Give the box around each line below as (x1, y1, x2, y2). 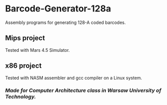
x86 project (5, 62, 42, 70)
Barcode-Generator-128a (5, 3, 111, 14)
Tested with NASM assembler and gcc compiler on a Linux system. (5, 75, 143, 81)
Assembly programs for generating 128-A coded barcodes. (5, 19, 126, 25)
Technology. (5, 93, 36, 100)
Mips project (5, 34, 45, 42)
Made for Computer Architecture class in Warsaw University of (5, 87, 162, 94)
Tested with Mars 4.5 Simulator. (5, 47, 70, 53)
